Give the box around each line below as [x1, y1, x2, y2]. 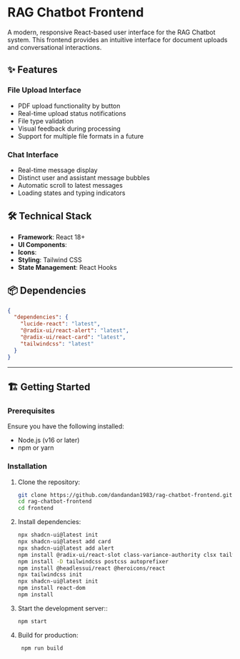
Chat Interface [7, 149, 59, 159]
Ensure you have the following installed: [7, 422, 125, 431]
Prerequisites [7, 406, 55, 416]
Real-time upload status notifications [17, 109, 126, 118]
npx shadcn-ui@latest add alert [17, 544, 114, 552]
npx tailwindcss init [17, 571, 82, 578]
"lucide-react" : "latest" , [20, 321, 101, 328]
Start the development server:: [17, 604, 109, 613]
